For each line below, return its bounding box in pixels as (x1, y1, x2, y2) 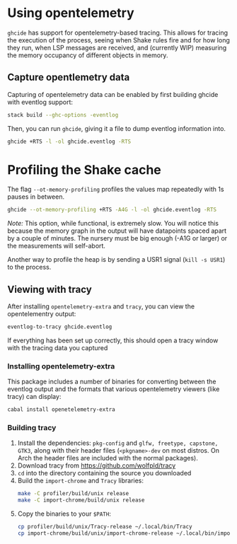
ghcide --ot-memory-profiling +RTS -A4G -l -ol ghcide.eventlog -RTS (7, 207, 217, 214)
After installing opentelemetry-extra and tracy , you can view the (7, 302, 195, 311)
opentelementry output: (7, 310, 76, 318)
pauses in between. (7, 192, 65, 201)
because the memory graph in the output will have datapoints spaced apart (7, 226, 227, 235)
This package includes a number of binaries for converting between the (7, 377, 216, 386)
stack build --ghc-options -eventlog (7, 111, 119, 118)
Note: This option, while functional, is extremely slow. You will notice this (7, 219, 219, 228)
